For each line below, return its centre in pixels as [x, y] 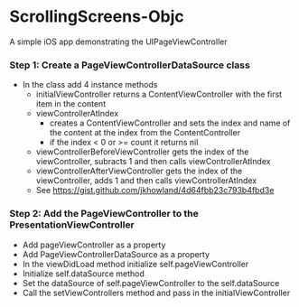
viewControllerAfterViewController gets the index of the [139, 171]
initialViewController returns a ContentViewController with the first [159, 94]
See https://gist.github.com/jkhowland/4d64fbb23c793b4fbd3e [155, 191]
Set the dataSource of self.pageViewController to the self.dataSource [151, 283]
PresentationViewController [72, 225]
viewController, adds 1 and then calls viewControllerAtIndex [146, 181]
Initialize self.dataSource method [83, 274]
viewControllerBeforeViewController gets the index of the [142, 152]
